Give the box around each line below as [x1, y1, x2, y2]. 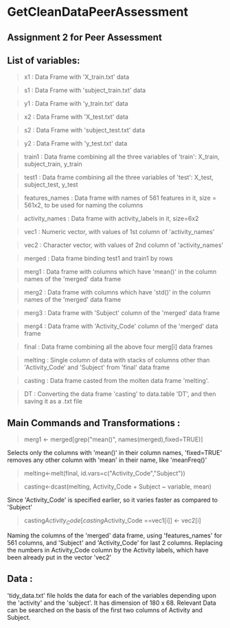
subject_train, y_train [23, 160, 82, 168]
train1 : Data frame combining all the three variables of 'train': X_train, [23, 152, 220, 161]
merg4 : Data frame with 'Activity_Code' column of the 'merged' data [23, 322, 218, 330]
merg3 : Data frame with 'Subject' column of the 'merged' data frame [23, 309, 220, 317]
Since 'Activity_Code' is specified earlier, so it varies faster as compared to [7, 496, 218, 504]
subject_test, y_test [23, 181, 78, 189]
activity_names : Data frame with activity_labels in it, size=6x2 [23, 214, 199, 223]
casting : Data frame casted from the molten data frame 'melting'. [23, 377, 209, 385]
